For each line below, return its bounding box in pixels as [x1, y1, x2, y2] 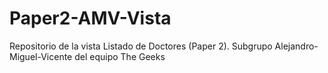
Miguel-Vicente [9, 50, 73, 62]
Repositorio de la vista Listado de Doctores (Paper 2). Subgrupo [9, 40, 273, 52]
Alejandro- [274, 40, 319, 52]
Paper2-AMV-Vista [9, 7, 172, 30]
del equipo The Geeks [74, 50, 166, 62]
